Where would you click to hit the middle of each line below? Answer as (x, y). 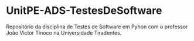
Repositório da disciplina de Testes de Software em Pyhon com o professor (97, 27)
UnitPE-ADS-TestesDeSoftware (84, 11)
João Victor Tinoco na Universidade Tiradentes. (64, 32)
